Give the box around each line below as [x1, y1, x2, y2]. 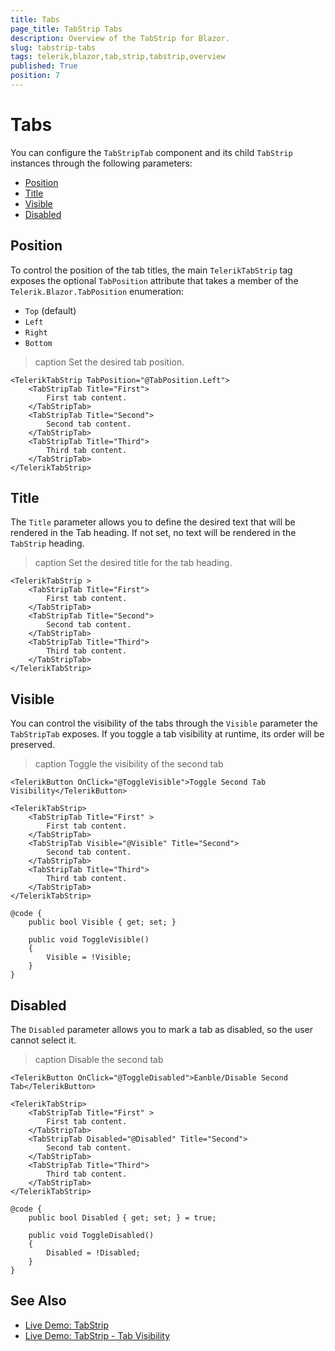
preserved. [10, 739, 56, 751]
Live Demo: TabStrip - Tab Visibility [24, 1329, 171, 1341]
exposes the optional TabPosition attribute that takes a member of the [10, 274, 299, 286]
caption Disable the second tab [34, 1054, 164, 1066]
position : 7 [10, 71, 60, 81]
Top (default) [24, 304, 77, 316]
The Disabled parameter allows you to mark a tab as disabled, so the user [10, 1024, 314, 1036]
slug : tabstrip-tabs [10, 42, 97, 53]
